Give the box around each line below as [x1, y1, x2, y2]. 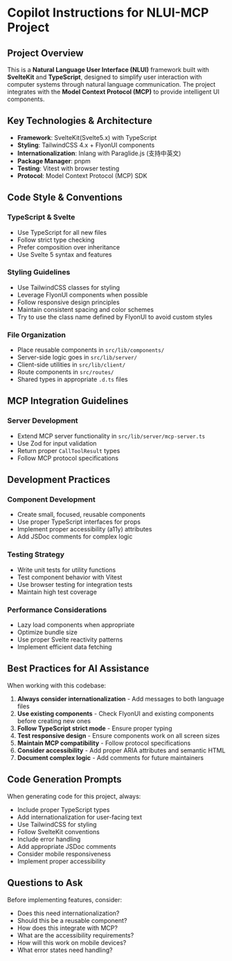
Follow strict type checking [17, 236, 95, 244]
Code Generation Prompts [7, 774, 122, 786]
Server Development [7, 416, 78, 425]
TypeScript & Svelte [7, 213, 75, 222]
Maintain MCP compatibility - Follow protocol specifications [17, 739, 191, 747]
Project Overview [7, 47, 84, 59]
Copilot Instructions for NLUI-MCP [7, 5, 209, 21]
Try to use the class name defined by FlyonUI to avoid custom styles [17, 312, 213, 321]
